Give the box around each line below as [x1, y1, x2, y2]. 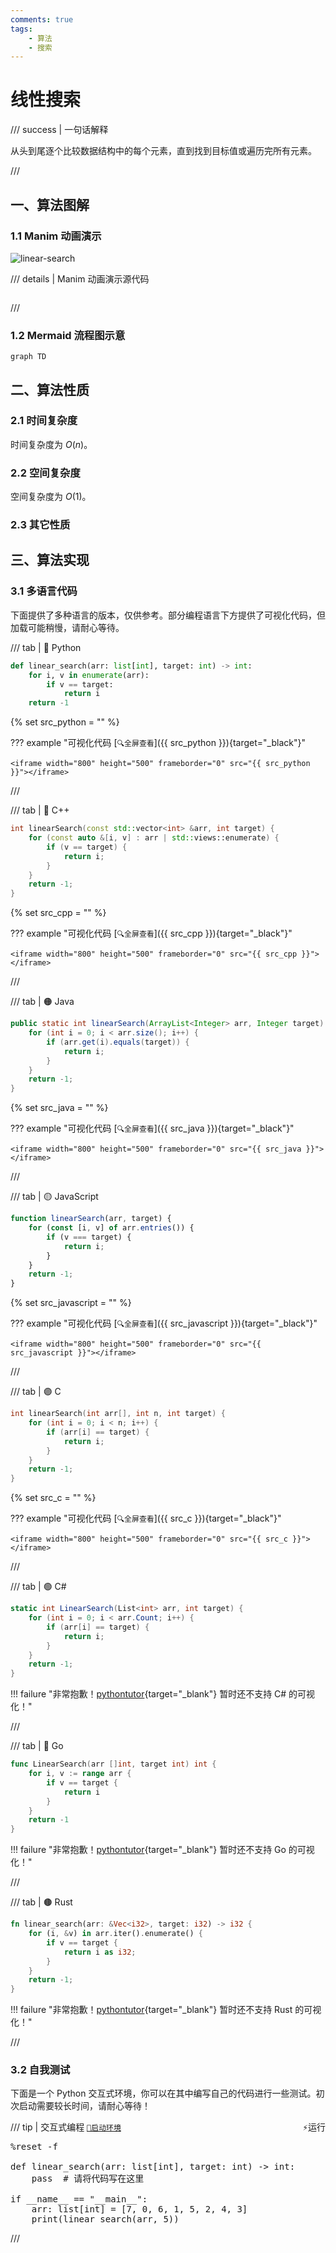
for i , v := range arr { [28, 1769, 132, 1779]
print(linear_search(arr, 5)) [31, 2214, 180, 2225]
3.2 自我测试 [10, 2063, 71, 2077]
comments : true [10, 14, 74, 25]
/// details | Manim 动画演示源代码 [10, 272, 150, 285]
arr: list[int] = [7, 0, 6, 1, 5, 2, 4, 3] [31, 2204, 248, 2215]
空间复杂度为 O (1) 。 [10, 491, 92, 503]
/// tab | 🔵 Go [10, 1740, 64, 1752]
